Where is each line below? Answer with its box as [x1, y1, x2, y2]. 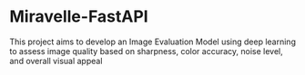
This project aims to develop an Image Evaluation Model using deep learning [9, 36, 296, 47]
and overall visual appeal [9, 55, 103, 66]
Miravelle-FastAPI [9, 6, 148, 27]
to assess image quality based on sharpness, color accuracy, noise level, [9, 45, 284, 56]
